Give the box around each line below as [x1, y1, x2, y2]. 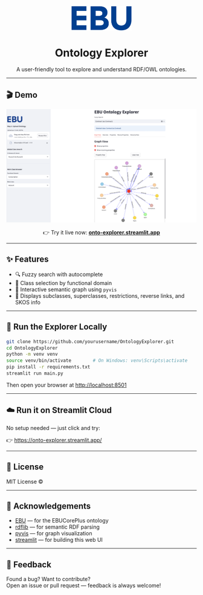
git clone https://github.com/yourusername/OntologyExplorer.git [6, 338, 174, 344]
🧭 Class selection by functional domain [14, 279, 112, 286]
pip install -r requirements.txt [6, 364, 91, 370]
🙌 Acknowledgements [6, 501, 91, 511]
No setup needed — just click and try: [6, 424, 101, 431]
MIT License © [6, 478, 43, 485]
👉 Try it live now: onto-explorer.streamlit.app [43, 229, 160, 236]
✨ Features [6, 254, 49, 265]
